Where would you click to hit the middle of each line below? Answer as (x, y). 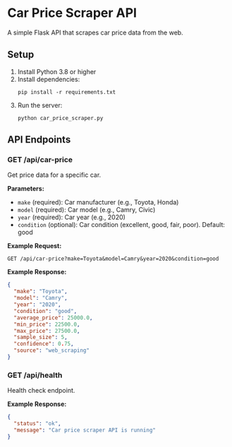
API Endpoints (39, 140)
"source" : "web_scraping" (52, 350)
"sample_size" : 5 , (41, 337)
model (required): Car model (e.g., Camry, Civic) (86, 210)
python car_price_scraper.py (60, 118)
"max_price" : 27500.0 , (47, 331)
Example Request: (35, 246)
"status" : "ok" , (37, 424)
